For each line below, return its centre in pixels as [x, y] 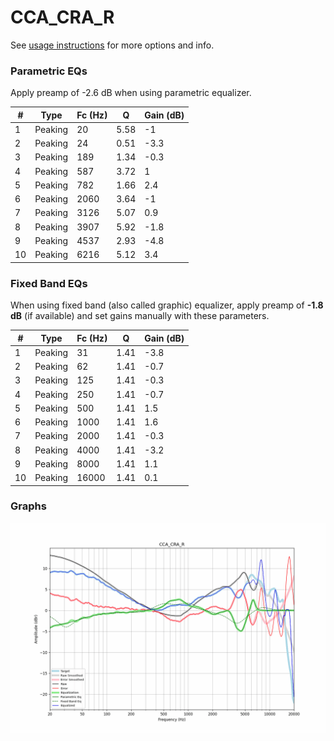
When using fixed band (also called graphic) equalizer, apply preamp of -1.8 [167, 305]
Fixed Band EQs [49, 283]
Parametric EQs [49, 71]
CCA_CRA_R [62, 17]
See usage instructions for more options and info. [112, 45]
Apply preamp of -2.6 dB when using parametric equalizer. [131, 93]
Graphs [28, 506]
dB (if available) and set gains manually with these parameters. [140, 316]
